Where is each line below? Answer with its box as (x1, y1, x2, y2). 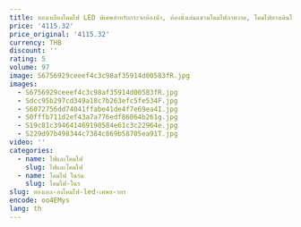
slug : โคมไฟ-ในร (25, 180, 81, 189)
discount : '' (9, 46, 58, 55)
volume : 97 (9, 63, 50, 72)
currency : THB (9, 38, 63, 47)
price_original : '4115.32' (9, 29, 110, 38)
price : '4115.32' (9, 21, 74, 30)
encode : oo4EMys (9, 196, 70, 206)
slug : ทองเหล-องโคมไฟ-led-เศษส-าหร (9, 188, 126, 197)
